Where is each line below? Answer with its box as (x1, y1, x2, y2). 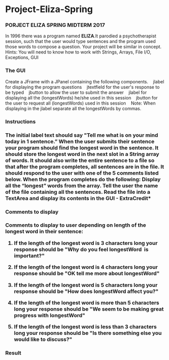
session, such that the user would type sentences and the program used (5, 38, 156, 44)
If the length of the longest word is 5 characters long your (14, 281, 158, 288)
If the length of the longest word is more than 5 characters (14, 299, 160, 306)
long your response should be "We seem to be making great (14, 305, 164, 313)
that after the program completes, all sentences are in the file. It (5, 163, 164, 170)
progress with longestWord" (14, 312, 86, 319)
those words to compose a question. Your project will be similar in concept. (5, 44, 162, 50)
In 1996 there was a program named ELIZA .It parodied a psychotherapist (5, 33, 156, 39)
